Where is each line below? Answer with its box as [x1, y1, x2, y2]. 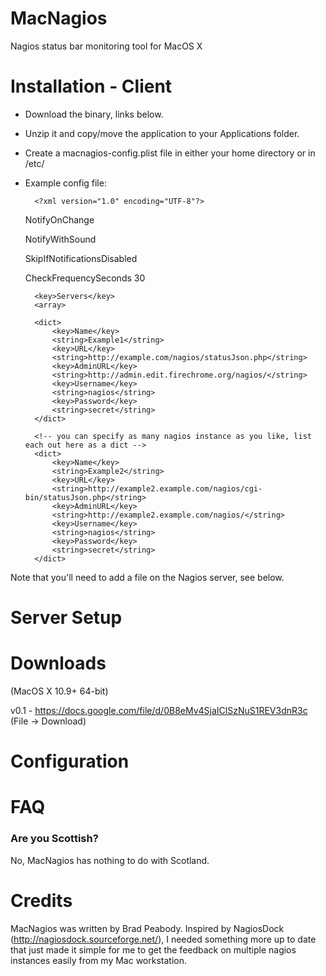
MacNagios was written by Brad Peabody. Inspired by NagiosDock [10, 922, 285, 934]
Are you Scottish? [10, 832, 99, 846]
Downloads [10, 652, 107, 675]
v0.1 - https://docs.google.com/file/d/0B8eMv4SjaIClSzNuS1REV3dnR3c [10, 705, 308, 716]
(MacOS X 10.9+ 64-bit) [10, 685, 109, 697]
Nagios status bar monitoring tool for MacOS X [10, 40, 203, 52]
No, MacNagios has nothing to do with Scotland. [10, 854, 210, 866]
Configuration [10, 750, 130, 773]
